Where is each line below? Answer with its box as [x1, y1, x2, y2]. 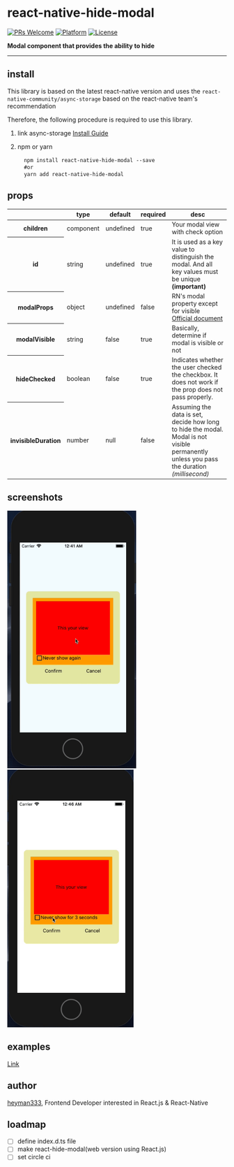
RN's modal [171, 291, 205, 300]
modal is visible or [171, 339, 224, 347]
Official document [171, 314, 223, 322]
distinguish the [171, 252, 214, 261]
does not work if [171, 378, 219, 386]
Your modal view [171, 220, 220, 229]
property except [171, 299, 218, 307]
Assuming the [171, 403, 212, 411]
